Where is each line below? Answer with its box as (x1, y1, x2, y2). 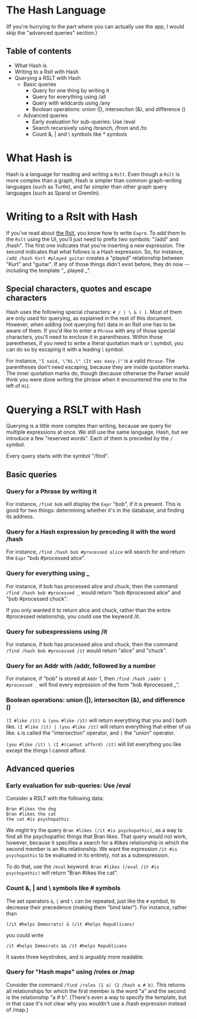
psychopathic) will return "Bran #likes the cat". (6, 869, 118, 876)
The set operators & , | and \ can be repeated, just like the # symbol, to (6, 897, 176, 904)
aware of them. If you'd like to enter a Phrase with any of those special (6, 327, 176, 334)
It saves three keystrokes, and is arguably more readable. (6, 953, 145, 960)
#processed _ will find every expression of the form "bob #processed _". (6, 681, 180, 688)
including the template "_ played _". (6, 267, 91, 274)
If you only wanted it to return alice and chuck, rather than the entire (6, 606, 171, 614)
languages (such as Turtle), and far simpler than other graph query (6, 183, 167, 190)
